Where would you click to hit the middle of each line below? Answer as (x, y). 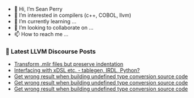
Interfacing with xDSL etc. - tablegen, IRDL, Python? (77, 71)
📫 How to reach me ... (41, 34)
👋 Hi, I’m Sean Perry (38, 9)
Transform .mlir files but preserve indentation (69, 64)
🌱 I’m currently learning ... (45, 21)
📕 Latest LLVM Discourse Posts (51, 51)
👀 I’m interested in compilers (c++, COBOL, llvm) (72, 15)
